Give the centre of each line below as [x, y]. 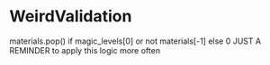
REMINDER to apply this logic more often [85, 50]
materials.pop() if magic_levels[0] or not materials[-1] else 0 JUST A [135, 41]
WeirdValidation [71, 16]
